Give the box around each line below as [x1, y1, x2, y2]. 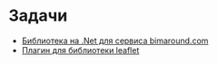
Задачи [8, 5, 68, 26]
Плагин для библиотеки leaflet [21, 44, 140, 55]
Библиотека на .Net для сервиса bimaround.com [21, 35, 209, 46]
